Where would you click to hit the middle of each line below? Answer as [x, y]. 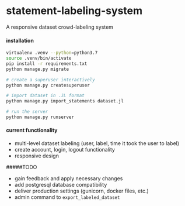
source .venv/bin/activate [39, 59]
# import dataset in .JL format [45, 96]
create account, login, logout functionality [65, 150]
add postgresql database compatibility [61, 185]
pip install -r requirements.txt [47, 63]
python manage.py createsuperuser [48, 85]
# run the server [27, 112]
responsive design [37, 156]
